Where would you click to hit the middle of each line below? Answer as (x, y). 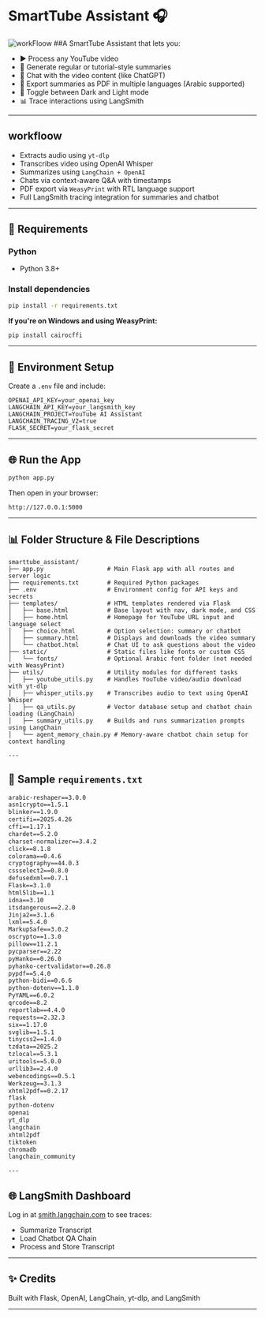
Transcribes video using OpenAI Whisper (86, 163)
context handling (37, 741)
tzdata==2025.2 (33, 1047)
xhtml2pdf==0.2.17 (38, 1091)
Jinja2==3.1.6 (32, 915)
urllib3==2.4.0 (33, 1069)
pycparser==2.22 (35, 951)
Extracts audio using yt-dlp (64, 155)
